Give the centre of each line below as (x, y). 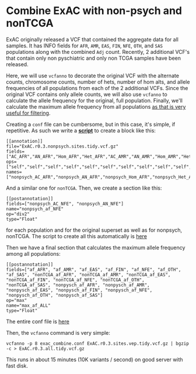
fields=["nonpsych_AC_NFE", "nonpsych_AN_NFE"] (65, 204)
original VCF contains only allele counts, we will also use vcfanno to (87, 94)
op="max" (17, 300)
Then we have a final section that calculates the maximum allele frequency (96, 248)
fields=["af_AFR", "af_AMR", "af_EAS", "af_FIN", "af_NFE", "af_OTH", (94, 270)
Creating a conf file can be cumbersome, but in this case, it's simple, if (91, 124)
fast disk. (17, 366)
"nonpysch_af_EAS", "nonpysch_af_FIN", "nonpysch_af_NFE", (79, 290)
